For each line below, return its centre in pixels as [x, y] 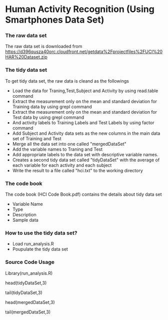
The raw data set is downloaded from [44, 47]
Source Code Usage [30, 262]
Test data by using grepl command [48, 117]
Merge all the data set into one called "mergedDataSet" [69, 144]
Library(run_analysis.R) [29, 273]
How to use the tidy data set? [41, 233]
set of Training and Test [37, 138]
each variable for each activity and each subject [62, 165]
